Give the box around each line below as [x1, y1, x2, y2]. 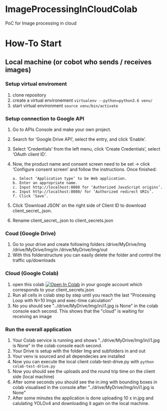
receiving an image [12, 313, 52, 319]
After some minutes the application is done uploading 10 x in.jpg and [12, 395, 153, 401]
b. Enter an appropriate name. [12, 181, 78, 186]
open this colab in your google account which [12, 281, 142, 287]
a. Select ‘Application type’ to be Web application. [12, 176, 127, 181]
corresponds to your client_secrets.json [12, 287, 94, 293]
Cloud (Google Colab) [5, 270, 59, 277]
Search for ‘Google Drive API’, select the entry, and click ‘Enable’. [12, 136, 146, 143]
